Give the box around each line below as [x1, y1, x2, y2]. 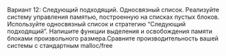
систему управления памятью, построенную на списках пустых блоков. [7, 13, 220, 21]
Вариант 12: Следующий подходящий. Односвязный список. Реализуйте [7, 6, 220, 13]
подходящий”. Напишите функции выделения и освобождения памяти [7, 27, 213, 35]
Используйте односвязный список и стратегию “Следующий [7, 20, 186, 28]
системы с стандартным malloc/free [7, 42, 113, 49]
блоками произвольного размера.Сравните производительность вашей [7, 34, 219, 43]
